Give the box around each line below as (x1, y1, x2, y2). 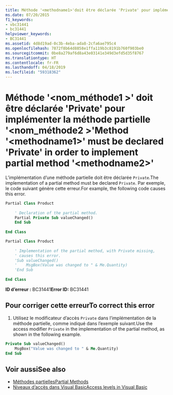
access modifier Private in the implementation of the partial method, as (12, 326, 165, 332)
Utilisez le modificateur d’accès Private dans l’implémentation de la (12, 315, 157, 321)
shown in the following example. (12, 331, 81, 337)
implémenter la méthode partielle (5, 114, 151, 125)
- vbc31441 (5, 22, 29, 27)
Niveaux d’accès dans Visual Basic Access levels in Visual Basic (12, 384, 148, 390)
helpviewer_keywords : (5, 31, 52, 37)
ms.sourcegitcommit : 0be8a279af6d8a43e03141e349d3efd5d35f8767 (5, 50, 144, 56)
